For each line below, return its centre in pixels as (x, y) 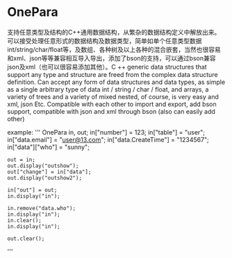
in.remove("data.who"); (42, 208)
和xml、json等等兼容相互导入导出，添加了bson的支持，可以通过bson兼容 (111, 58)
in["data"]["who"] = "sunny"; (49, 147)
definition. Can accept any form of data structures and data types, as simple (116, 82)
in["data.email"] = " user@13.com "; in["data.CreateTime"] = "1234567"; (108, 139)
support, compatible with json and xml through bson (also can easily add (111, 111)
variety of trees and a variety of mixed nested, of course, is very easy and (113, 96)
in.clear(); (24, 220)
